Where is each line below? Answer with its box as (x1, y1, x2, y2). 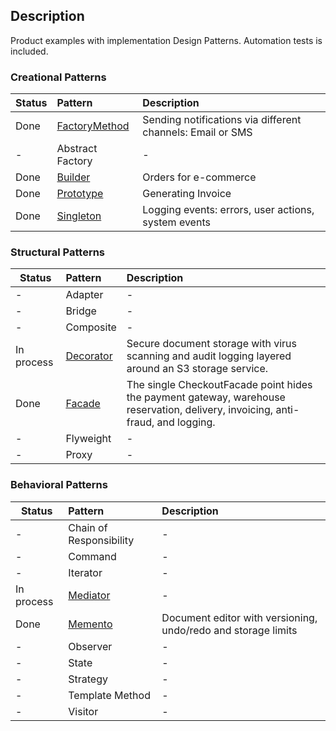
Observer (68, 639, 113, 653)
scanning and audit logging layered (126, 349, 292, 363)
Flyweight (65, 432, 112, 446)
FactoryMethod (56, 119, 130, 133)
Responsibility (68, 533, 135, 547)
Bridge (65, 304, 97, 318)
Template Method (68, 688, 151, 702)
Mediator (68, 588, 111, 602)
